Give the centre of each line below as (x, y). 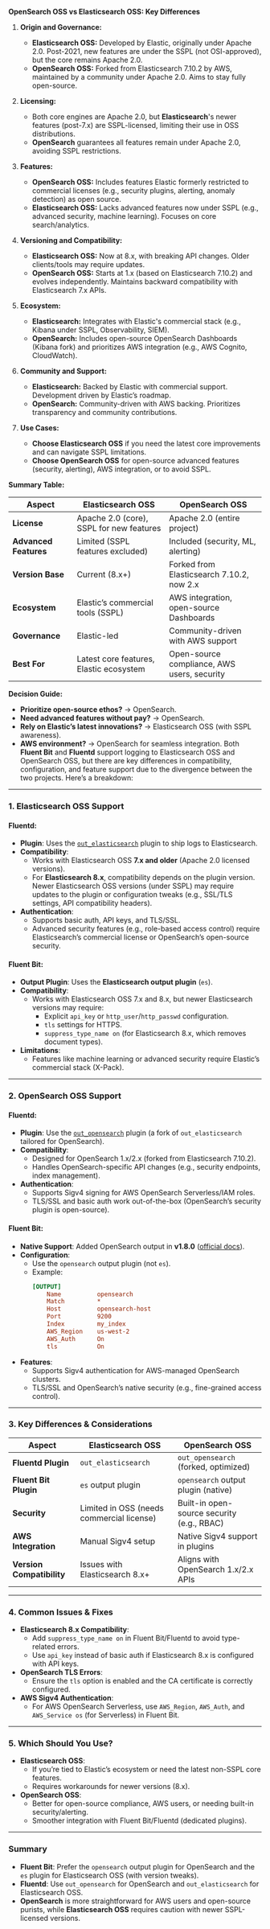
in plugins (196, 1546)
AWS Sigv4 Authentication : (67, 1698)
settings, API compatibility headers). (92, 903)
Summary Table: (37, 485)
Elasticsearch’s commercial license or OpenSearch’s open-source (141, 937)
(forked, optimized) (214, 1466)
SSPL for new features (119, 528)
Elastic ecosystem (111, 669)
